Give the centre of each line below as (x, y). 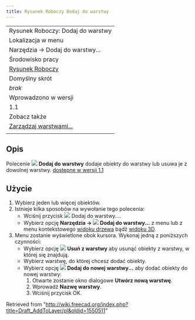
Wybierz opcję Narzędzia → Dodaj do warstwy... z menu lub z (103, 223)
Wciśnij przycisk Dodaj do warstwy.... (72, 216)
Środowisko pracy (34, 59)
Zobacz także (28, 116)
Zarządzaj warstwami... (41, 126)
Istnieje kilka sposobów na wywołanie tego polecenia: (80, 209)
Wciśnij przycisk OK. (57, 293)
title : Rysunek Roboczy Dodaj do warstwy (58, 11)
